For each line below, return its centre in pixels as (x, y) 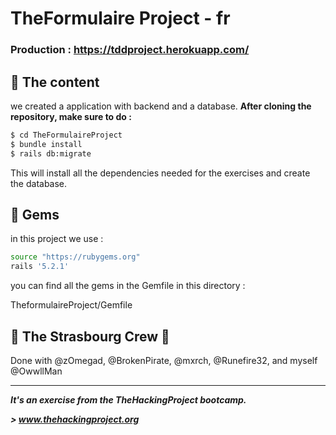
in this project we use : (57, 239)
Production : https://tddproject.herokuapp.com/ (130, 50)
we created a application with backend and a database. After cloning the (161, 106)
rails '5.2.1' (40, 267)
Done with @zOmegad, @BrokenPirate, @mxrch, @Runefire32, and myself (164, 360)
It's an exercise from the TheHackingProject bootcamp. (128, 399)
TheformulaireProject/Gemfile (71, 305)
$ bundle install (46, 144)
